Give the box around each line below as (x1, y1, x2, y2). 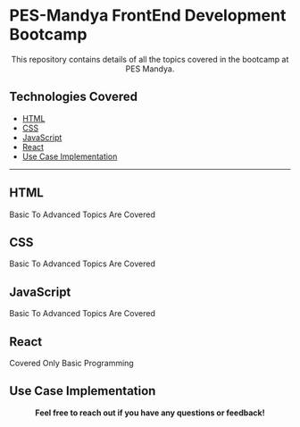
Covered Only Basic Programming (9, 358, 134, 368)
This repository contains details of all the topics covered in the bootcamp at (11, 54, 289, 64)
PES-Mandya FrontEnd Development (9, 5, 287, 26)
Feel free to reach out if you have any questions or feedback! (35, 407, 265, 418)
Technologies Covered (9, 89, 138, 105)
